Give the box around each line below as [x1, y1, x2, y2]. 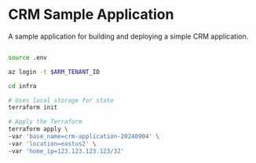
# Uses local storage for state [8, 96, 114, 104]
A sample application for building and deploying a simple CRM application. [8, 31, 249, 41]
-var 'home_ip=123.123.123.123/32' [8, 147, 125, 155]
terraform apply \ [8, 125, 68, 133]
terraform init [8, 104, 58, 112]
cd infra [8, 82, 37, 90]
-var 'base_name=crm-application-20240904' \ [8, 132, 159, 141]
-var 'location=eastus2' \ [8, 139, 97, 147]
